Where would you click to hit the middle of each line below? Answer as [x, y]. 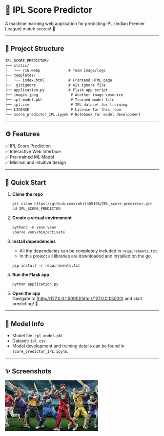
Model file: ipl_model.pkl [38, 336]
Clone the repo [27, 194]
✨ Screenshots [28, 371]
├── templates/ [20, 75]
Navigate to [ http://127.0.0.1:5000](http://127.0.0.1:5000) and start [77, 298]
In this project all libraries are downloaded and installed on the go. [86, 256]
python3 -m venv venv [34, 228]
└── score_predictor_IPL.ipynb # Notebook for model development [73, 115]
